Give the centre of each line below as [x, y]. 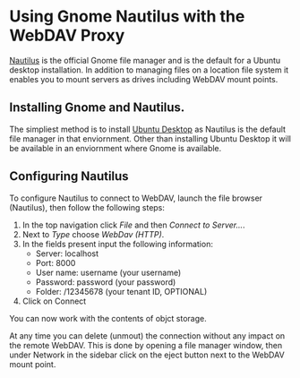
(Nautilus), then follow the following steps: [87, 207]
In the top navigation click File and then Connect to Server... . [133, 225]
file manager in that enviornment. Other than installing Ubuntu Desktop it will [150, 138]
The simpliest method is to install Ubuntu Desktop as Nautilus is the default [148, 129]
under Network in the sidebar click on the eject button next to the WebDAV [147, 355]
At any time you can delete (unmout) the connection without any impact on [147, 335]
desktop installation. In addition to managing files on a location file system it [149, 70]
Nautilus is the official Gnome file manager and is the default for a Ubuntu [145, 60]
